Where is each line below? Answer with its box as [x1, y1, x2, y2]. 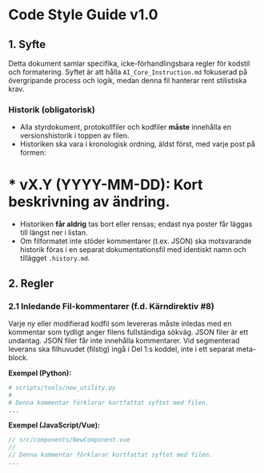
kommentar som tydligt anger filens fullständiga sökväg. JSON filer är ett [8, 327, 249, 337]
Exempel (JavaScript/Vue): [8, 420, 101, 430]
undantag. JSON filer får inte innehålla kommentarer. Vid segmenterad [8, 335, 240, 345]
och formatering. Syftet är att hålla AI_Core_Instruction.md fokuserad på [8, 67, 248, 77]
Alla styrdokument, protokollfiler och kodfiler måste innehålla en [19, 122, 232, 132]
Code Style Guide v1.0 [8, 6, 158, 24]
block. [8, 352, 30, 362]
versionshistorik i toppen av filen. [19, 130, 130, 141]
